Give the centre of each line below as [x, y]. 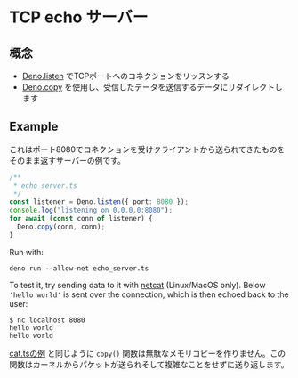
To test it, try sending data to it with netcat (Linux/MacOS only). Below [137, 285]
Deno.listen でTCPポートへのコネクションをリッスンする [125, 76]
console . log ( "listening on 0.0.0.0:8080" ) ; [91, 210]
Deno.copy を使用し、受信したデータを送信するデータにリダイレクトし [152, 87]
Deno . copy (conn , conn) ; [61, 227]
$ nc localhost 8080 [48, 320]
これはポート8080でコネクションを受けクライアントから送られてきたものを [147, 149]
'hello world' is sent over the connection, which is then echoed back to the [149, 294]
